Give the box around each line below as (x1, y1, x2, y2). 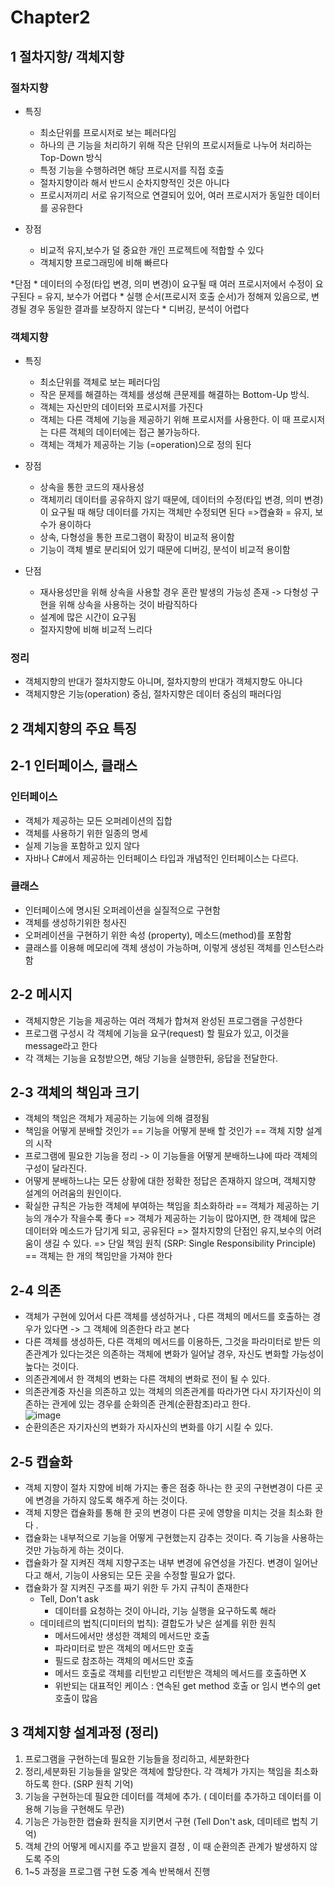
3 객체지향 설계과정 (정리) (10, 1724, 160, 1741)
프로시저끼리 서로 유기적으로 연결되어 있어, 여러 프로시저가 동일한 (39, 189, 294, 201)
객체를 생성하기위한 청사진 (24, 916, 128, 928)
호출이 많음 (54, 1692, 98, 1705)
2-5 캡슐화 (10, 1453, 73, 1470)
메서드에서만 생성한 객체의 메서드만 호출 (54, 1630, 210, 1642)
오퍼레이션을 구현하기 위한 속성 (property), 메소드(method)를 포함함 (24, 929, 292, 941)
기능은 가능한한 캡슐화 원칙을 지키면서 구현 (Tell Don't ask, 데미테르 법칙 (24, 1815, 308, 1827)
